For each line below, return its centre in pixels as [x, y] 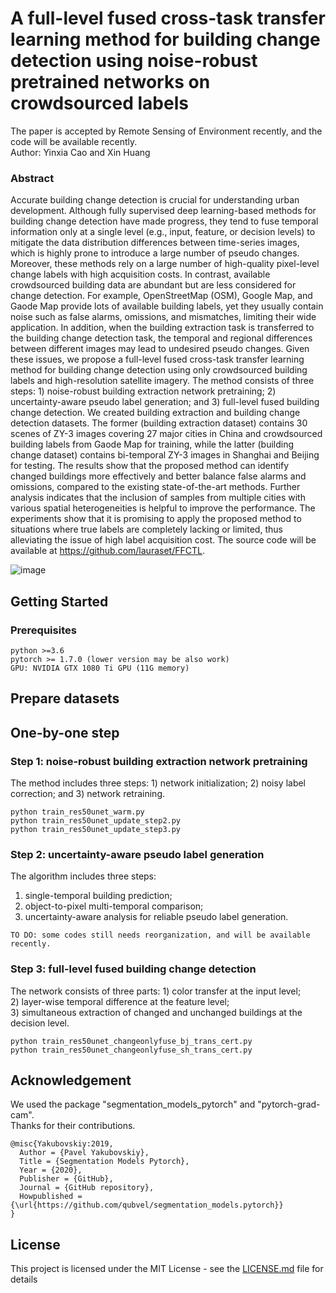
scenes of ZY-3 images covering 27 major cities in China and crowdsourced [166, 434]
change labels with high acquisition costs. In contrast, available [140, 274]
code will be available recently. [74, 141]
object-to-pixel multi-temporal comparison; [114, 906]
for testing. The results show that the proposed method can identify [150, 466]
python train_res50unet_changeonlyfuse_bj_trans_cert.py [131, 1041]
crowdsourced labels [99, 103]
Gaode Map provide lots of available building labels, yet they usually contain [167, 306]
